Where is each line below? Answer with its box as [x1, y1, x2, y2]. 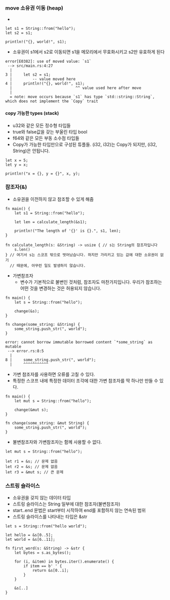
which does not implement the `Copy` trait [5, 99, 99, 104]
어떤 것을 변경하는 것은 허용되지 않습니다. [20, 285, 102, 291]
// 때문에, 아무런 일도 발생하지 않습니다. [10, 263, 86, 268]
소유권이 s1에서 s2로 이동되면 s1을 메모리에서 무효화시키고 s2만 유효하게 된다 [12, 49, 165, 55]
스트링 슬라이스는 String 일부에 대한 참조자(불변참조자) [12, 501, 120, 507]
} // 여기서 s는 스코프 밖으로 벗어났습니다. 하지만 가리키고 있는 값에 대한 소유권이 [5, 252, 158, 258]
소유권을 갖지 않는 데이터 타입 [12, 495, 71, 501]
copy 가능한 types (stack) [5, 110, 59, 116]
